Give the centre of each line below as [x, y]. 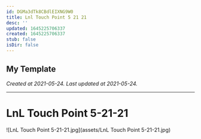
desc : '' [17, 23]
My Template [31, 69]
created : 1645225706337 [36, 34]
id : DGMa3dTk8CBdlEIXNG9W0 [40, 12]
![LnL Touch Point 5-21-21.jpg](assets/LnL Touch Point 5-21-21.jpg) [89, 129]
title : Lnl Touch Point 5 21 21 [46, 17]
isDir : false [22, 45]
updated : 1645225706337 [36, 28]
